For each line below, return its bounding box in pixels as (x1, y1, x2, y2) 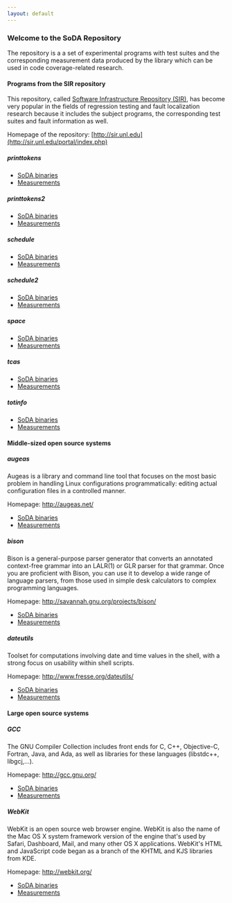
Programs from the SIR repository (7, 79, 106, 87)
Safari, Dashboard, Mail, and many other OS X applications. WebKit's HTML (7, 839, 223, 848)
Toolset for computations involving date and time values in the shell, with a (7, 651, 220, 660)
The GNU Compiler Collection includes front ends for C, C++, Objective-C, (7, 742, 220, 750)
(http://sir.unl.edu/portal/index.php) (7, 138, 108, 146)
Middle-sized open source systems (7, 438, 111, 447)
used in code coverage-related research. (7, 63, 124, 71)
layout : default (7, 10, 54, 17)
